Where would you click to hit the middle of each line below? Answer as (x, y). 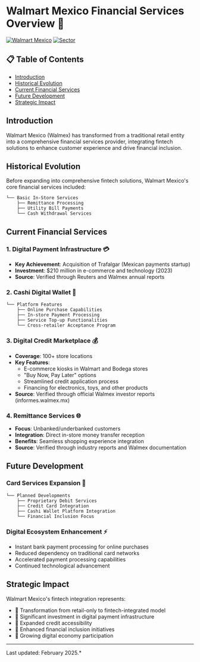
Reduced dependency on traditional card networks (77, 553)
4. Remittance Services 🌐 (44, 416)
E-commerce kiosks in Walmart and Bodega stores (86, 368)
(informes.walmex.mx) (42, 400)
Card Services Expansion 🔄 (46, 483)
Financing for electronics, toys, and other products (86, 387)
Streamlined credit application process (71, 381)
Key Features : (32, 362)
